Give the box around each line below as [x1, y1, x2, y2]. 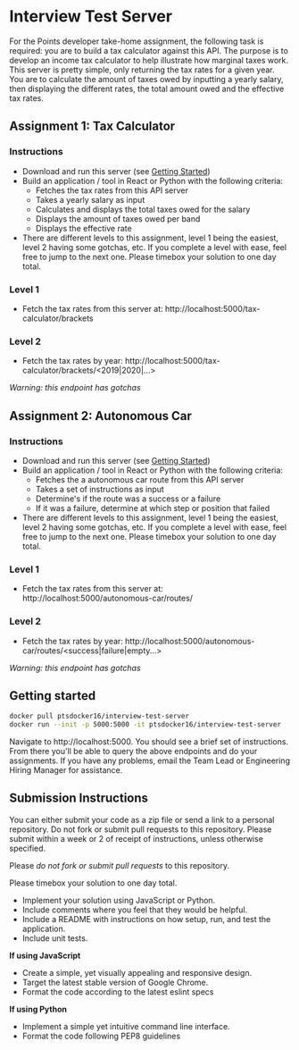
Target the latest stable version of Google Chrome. [21, 977, 209, 987]
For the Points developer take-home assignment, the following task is [9, 36, 264, 46]
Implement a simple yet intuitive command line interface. [21, 1021, 230, 1031]
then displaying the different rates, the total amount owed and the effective [9, 83, 285, 94]
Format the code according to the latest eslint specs [21, 986, 214, 997]
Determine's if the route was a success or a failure [35, 493, 221, 504]
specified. [9, 843, 46, 853]
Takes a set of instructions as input [35, 483, 165, 494]
